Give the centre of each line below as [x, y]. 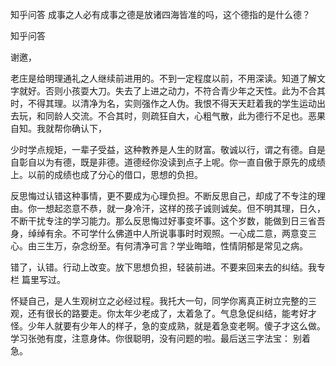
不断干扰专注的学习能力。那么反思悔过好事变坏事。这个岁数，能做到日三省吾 [168, 221]
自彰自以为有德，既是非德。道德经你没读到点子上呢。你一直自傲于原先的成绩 [168, 162]
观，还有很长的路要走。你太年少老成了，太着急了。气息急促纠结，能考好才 [163, 313]
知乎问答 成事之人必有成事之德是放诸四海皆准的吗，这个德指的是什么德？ [160, 14]
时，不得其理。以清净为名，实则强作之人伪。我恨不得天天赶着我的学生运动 [163, 103]
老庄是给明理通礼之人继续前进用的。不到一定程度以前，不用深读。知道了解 [163, 78]
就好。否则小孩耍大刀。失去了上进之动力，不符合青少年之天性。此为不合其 [172, 91]
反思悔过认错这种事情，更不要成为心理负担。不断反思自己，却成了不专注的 [163, 196]
